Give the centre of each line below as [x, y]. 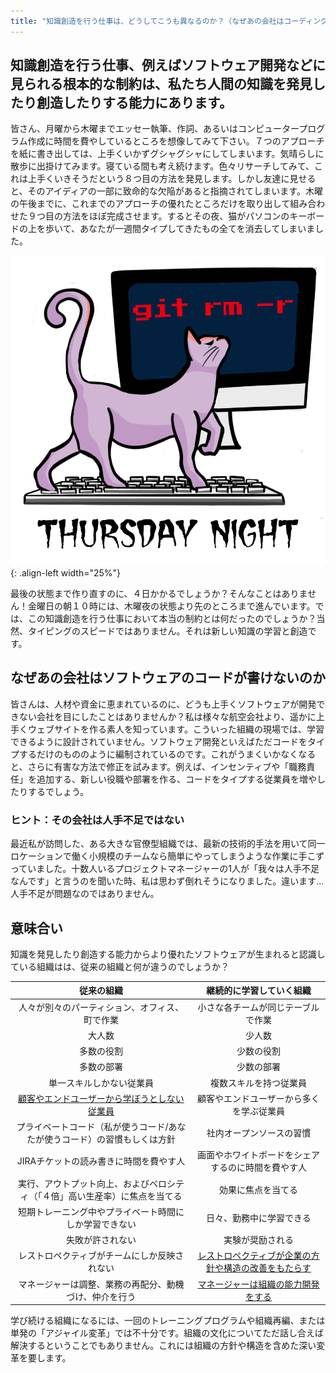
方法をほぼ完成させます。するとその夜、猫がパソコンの [176, 216]
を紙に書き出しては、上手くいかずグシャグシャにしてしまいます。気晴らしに [167, 154]
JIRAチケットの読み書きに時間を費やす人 [101, 1161]
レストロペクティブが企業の [254, 1256]
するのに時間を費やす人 [258, 1167]
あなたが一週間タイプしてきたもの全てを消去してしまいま [197, 229]
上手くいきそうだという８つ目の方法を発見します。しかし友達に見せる [172, 179]
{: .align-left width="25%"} [66, 573]
